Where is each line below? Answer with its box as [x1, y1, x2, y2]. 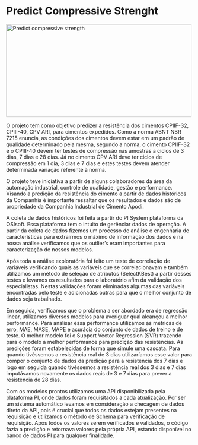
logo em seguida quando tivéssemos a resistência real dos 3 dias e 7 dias [6, 364, 186, 371]
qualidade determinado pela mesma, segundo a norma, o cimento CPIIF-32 [6, 141, 190, 148]
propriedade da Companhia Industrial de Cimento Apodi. [6, 203, 144, 210]
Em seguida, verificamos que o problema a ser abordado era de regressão [6, 307, 188, 314]
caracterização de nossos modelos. [6, 245, 94, 253]
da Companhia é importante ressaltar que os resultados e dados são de [6, 196, 181, 203]
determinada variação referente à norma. [6, 166, 107, 173]
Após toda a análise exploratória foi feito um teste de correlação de [6, 257, 171, 264]
